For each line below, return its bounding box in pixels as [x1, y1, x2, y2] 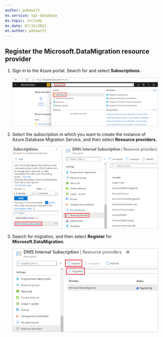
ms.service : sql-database [5, 13, 57, 18]
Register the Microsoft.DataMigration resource [5, 47, 149, 56]
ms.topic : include [5, 18, 42, 23]
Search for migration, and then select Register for [12, 234, 112, 239]
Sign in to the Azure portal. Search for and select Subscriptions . [12, 67, 141, 73]
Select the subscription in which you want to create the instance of [12, 131, 146, 137]
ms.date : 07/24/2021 [5, 23, 47, 28]
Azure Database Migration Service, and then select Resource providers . [12, 137, 157, 142]
